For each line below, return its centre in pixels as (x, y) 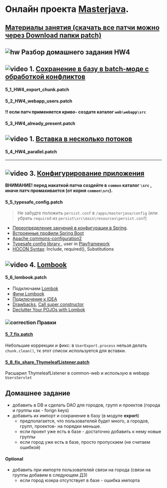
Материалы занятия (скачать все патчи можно (83, 28)
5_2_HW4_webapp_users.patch (39, 101)
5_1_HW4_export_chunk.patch (37, 89)
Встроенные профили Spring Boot (48, 233)
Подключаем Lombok (35, 288)
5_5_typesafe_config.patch (34, 202)
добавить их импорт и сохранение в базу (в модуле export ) (76, 416)
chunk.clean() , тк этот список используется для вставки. (66, 351)
